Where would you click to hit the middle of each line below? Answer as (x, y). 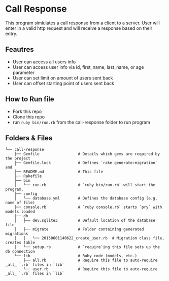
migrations (17, 234)
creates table (20, 243)
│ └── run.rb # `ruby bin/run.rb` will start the (85, 185)
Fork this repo (27, 111)
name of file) (20, 203)
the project (18, 158)
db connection (20, 252)
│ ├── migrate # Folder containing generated (79, 229)
